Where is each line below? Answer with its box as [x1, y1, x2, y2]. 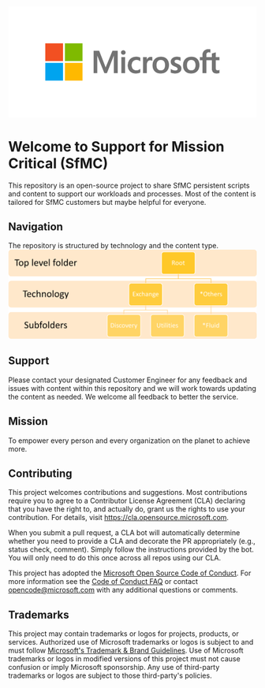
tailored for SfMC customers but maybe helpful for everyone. [8, 197, 207, 206]
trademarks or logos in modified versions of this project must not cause [8, 654, 241, 664]
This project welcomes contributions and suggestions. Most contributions [8, 488, 248, 497]
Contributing [8, 467, 73, 481]
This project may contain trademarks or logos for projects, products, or [8, 629, 239, 638]
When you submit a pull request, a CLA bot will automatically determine [8, 528, 241, 537]
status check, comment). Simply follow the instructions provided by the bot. [8, 545, 255, 554]
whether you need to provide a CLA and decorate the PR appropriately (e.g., [8, 537, 256, 546]
